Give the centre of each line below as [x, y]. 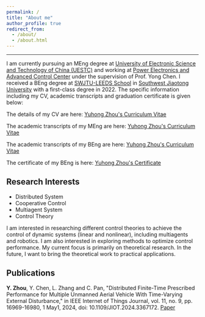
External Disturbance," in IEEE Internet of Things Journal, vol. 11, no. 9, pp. [99, 301]
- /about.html [30, 40]
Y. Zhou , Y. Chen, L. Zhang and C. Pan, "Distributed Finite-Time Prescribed [101, 288]
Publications [31, 273]
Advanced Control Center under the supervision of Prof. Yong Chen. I [94, 76]
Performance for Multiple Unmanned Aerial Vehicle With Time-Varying [95, 294]
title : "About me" [30, 18]
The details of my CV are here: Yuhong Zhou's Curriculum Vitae [86, 114]
